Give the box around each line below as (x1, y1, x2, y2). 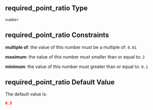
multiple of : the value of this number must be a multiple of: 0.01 (5, 44, 137, 50)
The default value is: (5, 91, 47, 97)
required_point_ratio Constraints (5, 31, 109, 39)
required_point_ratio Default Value (5, 78, 115, 86)
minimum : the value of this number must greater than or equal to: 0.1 (5, 63, 148, 69)
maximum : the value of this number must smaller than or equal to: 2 (5, 53, 145, 59)
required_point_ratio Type (5, 4, 88, 12)
